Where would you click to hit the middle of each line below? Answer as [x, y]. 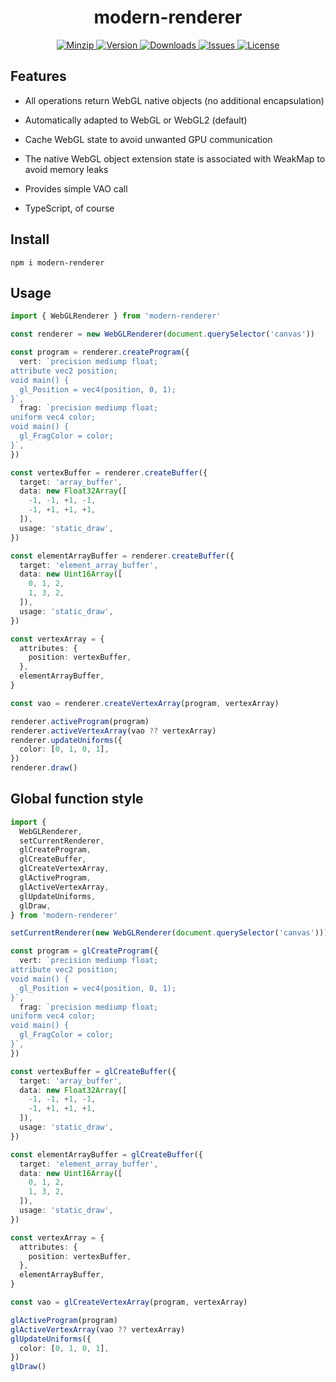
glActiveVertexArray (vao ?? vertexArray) [98, 1329]
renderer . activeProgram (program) [80, 721]
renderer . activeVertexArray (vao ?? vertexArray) [113, 731]
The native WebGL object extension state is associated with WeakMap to [175, 158]
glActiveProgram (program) [64, 1320]
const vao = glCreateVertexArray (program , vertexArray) [129, 1302]
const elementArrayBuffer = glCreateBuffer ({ [106, 1154]
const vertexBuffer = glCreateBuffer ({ [93, 1071]
